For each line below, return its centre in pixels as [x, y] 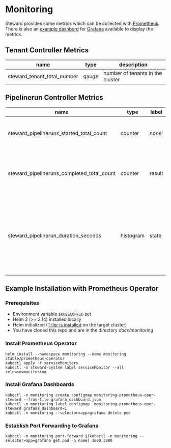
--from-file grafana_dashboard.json [62, 399]
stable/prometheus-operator [35, 359]
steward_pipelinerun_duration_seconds [55, 235]
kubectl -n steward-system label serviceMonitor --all [65, 367]
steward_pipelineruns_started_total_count [58, 133]
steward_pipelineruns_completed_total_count [62, 173]
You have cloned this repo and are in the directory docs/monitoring [83, 330]
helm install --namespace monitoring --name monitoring [66, 354]
